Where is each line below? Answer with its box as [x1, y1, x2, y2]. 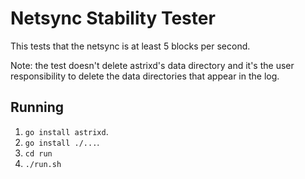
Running [10, 99, 65, 116]
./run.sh [24, 159, 62, 169]
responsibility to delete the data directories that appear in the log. [10, 70, 280, 82]
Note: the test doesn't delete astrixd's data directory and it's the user [10, 59, 295, 71]
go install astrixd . [24, 125, 109, 137]
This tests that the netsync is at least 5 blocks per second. [10, 40, 251, 52]
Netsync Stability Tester [10, 7, 216, 30]
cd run [24, 148, 53, 159]
